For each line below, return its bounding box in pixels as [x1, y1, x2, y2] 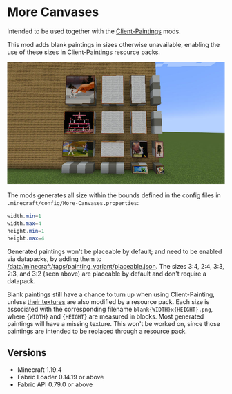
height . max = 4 [7, 235, 45, 242]
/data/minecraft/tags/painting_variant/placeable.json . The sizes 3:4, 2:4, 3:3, [7, 262, 224, 270]
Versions [7, 347, 47, 359]
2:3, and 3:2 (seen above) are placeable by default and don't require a [7, 269, 207, 278]
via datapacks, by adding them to [7, 254, 102, 263]
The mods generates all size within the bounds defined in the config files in [7, 191, 221, 199]
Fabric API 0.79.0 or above [17, 380, 93, 388]
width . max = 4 [7, 220, 41, 227]
